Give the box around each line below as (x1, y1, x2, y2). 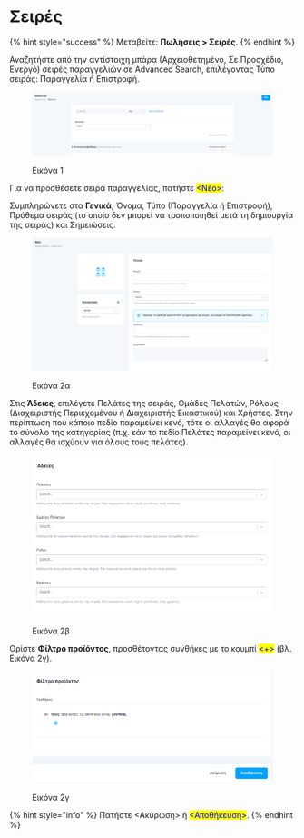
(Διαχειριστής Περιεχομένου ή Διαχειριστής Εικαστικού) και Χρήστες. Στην (9, 407, 293, 418)
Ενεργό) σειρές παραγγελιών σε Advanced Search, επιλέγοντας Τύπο (9, 64, 275, 75)
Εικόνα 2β (32, 625, 70, 636)
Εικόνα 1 (32, 165, 64, 175)
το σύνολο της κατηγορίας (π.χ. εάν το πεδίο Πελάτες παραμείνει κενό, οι (9, 426, 291, 437)
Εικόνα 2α (32, 380, 71, 391)
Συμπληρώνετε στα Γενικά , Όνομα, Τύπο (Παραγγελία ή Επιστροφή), (9, 200, 273, 211)
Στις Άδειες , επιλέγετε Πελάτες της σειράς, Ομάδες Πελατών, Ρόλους (9, 397, 279, 408)
